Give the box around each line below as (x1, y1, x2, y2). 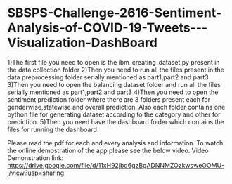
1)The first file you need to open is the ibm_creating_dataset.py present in (7, 58, 220, 66)
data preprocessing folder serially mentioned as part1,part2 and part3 (7, 72, 209, 81)
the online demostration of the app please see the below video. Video (7, 146, 209, 155)
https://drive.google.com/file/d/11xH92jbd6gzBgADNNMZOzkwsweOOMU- (7, 161, 225, 169)
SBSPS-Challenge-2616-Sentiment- (7, 5, 222, 21)
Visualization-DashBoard (7, 35, 158, 51)
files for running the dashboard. (7, 125, 99, 133)
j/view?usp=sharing (7, 169, 65, 177)
